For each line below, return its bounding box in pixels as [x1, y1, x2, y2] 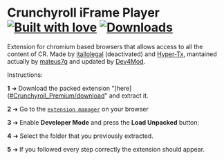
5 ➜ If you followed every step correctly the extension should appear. [7, 145, 205, 153]
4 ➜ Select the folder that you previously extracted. [7, 132, 153, 140]
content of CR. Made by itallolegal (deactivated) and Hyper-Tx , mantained [7, 50, 217, 58]
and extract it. [109, 91, 149, 100]
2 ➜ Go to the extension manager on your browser [7, 105, 149, 113]
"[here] [111, 84, 132, 92]
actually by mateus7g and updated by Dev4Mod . [7, 57, 146, 65]
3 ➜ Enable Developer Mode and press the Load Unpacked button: [7, 118, 200, 126]
